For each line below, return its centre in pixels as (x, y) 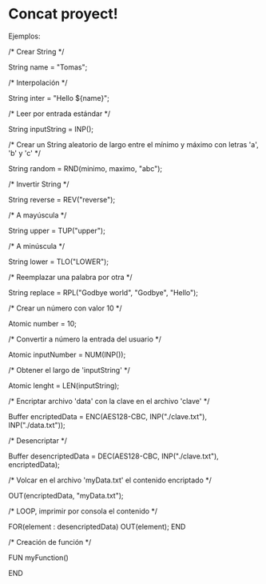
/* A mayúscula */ (38, 215)
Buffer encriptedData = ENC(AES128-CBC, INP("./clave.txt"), (108, 416)
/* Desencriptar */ (38, 440)
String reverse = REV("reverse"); (62, 199)
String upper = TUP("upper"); (57, 230)
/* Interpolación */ (38, 82)
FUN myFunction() (39, 558)
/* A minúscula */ (37, 246)
